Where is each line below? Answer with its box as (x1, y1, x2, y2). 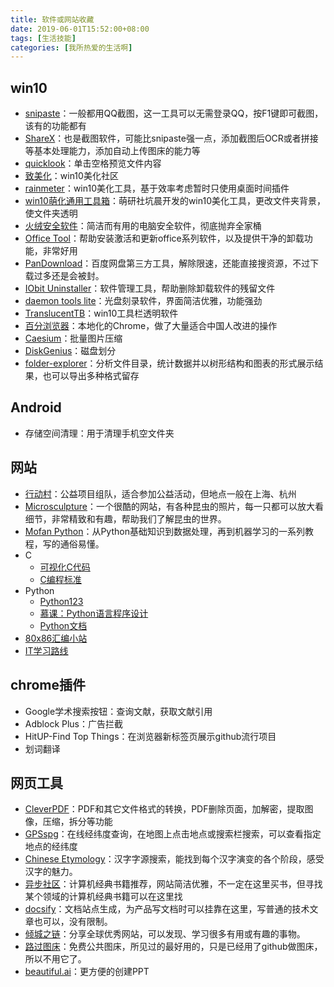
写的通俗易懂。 (42, 537, 105, 550)
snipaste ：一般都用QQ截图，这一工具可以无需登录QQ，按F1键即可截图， (24, 107, 324, 120)
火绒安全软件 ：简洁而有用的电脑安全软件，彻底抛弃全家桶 (24, 220, 262, 232)
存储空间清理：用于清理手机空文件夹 (24, 427, 175, 439)
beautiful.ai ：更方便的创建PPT (24, 966, 150, 978)
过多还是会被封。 (33, 270, 105, 282)
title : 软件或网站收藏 (10, 14, 95, 25)
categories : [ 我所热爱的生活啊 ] (10, 42, 133, 53)
